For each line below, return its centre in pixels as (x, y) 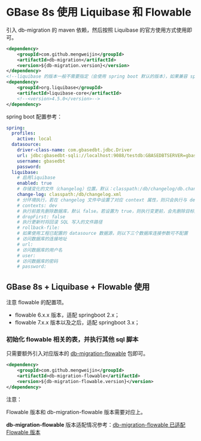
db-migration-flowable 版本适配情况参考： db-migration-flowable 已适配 (96, 424)
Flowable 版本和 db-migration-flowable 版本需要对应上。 (76, 412)
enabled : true (34, 183)
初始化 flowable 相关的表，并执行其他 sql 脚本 (72, 339)
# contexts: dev (37, 206)
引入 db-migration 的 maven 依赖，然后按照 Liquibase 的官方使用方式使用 (97, 30)
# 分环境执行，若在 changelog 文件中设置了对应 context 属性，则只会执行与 (102, 200)
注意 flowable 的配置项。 (37, 302)
